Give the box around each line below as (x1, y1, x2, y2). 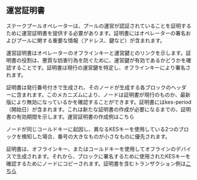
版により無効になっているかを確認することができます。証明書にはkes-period (6, 99, 192, 106)
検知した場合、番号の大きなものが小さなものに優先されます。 (21, 133, 171, 140)
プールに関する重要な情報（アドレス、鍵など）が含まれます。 (16, 37, 166, 44)
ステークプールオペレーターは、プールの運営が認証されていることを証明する (6, 22, 192, 29)
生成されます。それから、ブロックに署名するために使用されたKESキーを (16, 152, 191, 159)
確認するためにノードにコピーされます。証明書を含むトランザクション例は (6, 160, 186, 167)
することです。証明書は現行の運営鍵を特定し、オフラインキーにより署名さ (11, 64, 191, 71)
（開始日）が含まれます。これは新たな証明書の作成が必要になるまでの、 (6, 106, 181, 113)
